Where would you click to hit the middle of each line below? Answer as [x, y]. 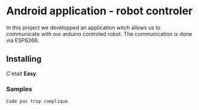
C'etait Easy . [22, 74]
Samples [19, 89]
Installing [24, 59]
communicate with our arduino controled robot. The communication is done [99, 33]
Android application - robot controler [99, 11]
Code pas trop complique [37, 102]
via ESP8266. [23, 40]
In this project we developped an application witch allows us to [83, 27]
